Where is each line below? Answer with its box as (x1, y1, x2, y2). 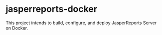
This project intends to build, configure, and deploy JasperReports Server (5, 20, 157, 26)
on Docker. (5, 25, 28, 31)
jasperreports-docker (5, 3, 98, 15)
